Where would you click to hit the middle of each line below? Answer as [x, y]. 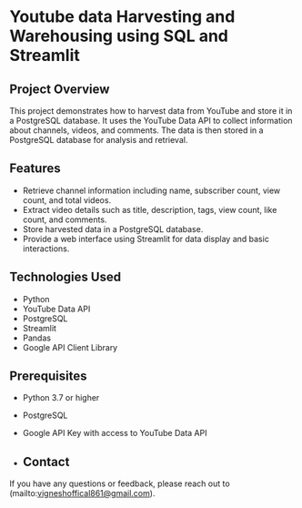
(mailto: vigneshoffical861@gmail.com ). [82, 493]
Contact [46, 462]
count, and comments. [65, 219]
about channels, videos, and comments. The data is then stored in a [136, 130]
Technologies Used [65, 277]
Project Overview [60, 89]
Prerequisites [48, 376]
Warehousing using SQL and [119, 36]
